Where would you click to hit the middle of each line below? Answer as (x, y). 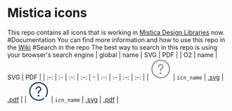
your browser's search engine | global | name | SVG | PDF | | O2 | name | (112, 55)
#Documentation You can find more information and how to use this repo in (116, 39)
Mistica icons (47, 13)
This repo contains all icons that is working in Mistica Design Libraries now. (116, 32)
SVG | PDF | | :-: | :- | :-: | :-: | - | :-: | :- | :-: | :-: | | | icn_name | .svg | (115, 77)
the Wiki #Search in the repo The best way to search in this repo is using (112, 47)
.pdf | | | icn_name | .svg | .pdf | (63, 99)
